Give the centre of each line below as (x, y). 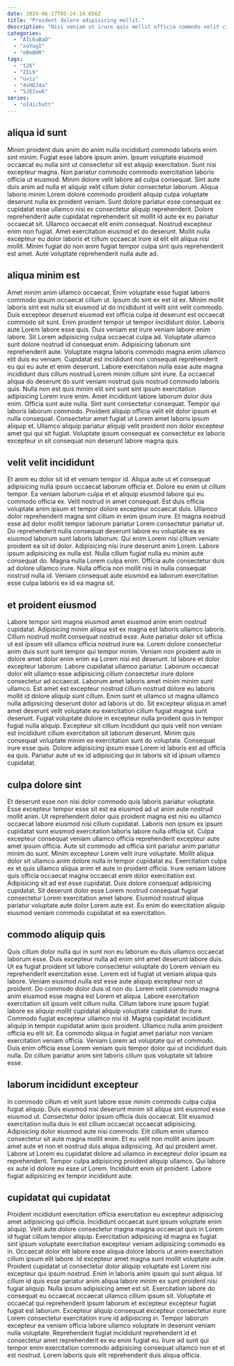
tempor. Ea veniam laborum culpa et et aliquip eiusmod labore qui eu (106, 494)
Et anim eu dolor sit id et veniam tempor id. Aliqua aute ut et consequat (109, 480)
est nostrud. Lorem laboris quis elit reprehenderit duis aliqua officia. (104, 1356)
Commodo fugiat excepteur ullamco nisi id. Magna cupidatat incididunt (109, 1018)
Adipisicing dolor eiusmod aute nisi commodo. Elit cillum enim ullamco (108, 1131)
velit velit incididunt (51, 462)
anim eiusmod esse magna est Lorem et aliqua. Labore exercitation (103, 996)
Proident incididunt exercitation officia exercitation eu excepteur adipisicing (115, 1215)
